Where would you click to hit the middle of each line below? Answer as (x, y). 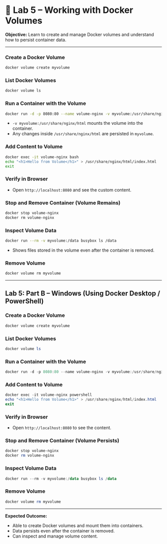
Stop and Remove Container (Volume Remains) (63, 202)
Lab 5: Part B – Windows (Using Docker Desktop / (83, 294)
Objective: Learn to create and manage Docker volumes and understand (80, 34)
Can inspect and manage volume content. (55, 536)
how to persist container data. (36, 40)
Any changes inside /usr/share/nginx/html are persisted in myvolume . (83, 134)
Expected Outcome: (26, 516)
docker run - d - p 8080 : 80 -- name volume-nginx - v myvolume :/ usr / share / (81, 372)
